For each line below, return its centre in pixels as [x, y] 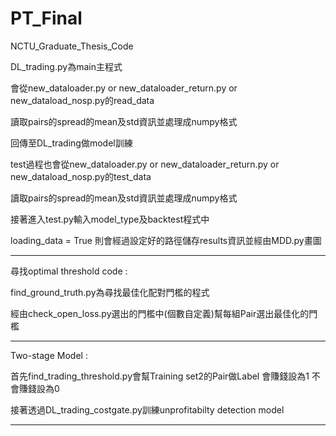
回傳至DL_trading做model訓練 [71, 143]
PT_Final [46, 18]
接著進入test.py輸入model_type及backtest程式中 [110, 219]
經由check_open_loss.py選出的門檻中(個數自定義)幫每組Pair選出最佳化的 [160, 313]
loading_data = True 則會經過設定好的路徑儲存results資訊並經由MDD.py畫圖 [166, 240]
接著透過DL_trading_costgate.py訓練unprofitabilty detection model [147, 409]
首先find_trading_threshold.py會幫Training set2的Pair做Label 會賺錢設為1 [160, 376]
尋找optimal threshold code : [69, 271]
